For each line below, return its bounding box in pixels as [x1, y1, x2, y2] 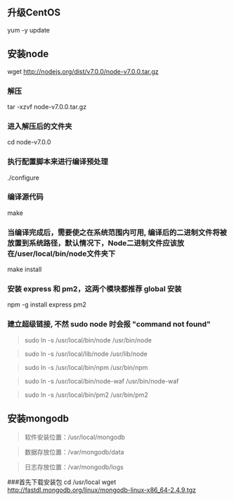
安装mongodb [7, 413, 69, 425]
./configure [7, 173, 40, 182]
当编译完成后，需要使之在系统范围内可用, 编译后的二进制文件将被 [7, 228, 227, 237]
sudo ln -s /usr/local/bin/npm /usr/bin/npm [24, 363, 148, 371]
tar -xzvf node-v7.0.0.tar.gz [7, 102, 86, 111]
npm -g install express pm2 [7, 300, 86, 309]
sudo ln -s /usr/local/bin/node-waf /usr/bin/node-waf [24, 376, 179, 385]
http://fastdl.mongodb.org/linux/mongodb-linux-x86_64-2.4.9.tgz [7, 485, 197, 494]
